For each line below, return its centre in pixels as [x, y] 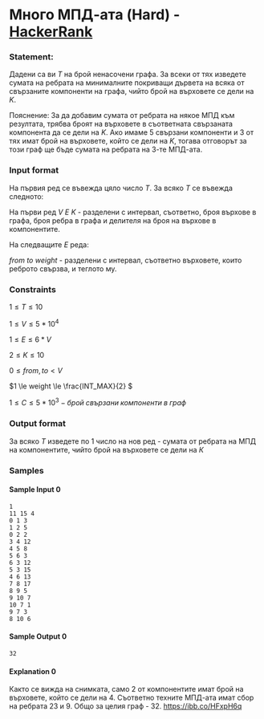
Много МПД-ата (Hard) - [95, 15]
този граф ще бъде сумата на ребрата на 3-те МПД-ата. [106, 149]
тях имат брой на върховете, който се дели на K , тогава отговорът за [128, 141]
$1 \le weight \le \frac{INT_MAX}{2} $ [71, 386]
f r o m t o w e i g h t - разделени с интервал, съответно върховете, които [126, 260]
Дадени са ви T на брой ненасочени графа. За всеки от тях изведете [128, 75]
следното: [26, 196]
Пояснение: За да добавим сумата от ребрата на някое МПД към [122, 116]
